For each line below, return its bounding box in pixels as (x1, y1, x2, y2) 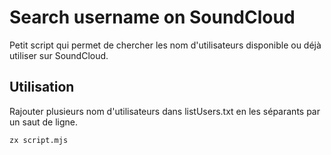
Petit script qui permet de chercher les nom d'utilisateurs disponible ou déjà (9, 39, 322, 51)
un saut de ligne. (9, 116, 79, 128)
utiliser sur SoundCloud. (9, 49, 109, 61)
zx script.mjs (9, 135, 69, 145)
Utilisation (9, 79, 75, 96)
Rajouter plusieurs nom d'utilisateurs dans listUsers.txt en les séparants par (9, 105, 321, 117)
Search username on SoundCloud (9, 6, 296, 29)
